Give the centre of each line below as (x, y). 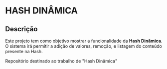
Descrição (21, 29)
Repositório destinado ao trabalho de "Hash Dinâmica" (61, 61)
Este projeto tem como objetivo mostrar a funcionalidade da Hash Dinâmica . (84, 41)
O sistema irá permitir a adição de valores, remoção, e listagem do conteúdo (83, 46)
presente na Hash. (24, 51)
